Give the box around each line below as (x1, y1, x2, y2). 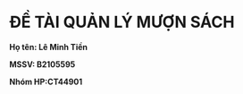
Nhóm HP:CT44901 (9, 76, 83, 87)
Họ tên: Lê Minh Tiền (9, 41, 88, 52)
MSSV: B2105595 (9, 58, 76, 70)
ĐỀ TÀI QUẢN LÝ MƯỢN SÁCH (9, 13, 235, 32)
